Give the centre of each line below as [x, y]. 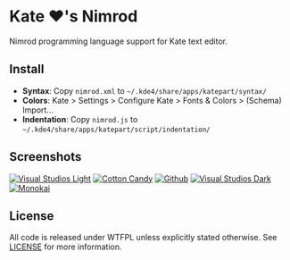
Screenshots [46, 157]
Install [27, 69]
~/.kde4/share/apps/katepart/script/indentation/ [116, 130]
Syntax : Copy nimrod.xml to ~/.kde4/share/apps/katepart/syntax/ [145, 90]
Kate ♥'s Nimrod [74, 17]
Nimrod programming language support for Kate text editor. [119, 41]
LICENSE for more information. [66, 247]
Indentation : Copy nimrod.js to [80, 119]
